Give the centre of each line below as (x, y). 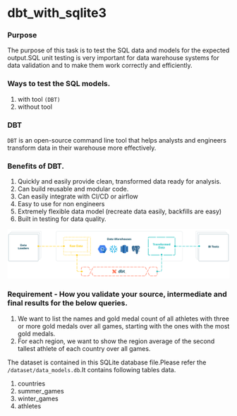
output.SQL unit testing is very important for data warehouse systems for (114, 58)
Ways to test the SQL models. (59, 84)
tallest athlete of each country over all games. (84, 348)
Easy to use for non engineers (61, 204)
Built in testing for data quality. (62, 219)
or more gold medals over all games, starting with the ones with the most (123, 326)
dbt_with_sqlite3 (57, 13)
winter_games (38, 398)
